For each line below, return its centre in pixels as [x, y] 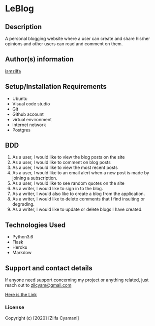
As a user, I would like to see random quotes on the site [68, 183]
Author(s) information [39, 59]
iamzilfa [13, 71]
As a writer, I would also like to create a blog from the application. [78, 194]
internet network [29, 125]
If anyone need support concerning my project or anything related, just [77, 280]
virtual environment [32, 119]
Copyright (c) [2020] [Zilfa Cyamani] [42, 318]
